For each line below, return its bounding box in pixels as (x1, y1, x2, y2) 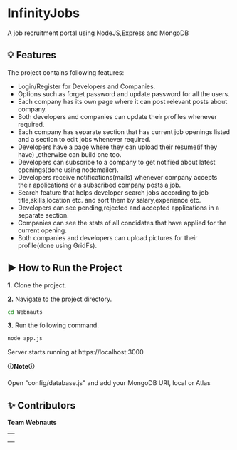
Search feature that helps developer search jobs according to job (17, 188, 209, 197)
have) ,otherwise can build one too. (17, 150, 122, 158)
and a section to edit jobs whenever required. (17, 135, 151, 143)
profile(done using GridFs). (17, 241, 98, 250)
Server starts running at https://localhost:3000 (7, 348, 144, 357)
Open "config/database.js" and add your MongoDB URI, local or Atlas (7, 379, 211, 387)
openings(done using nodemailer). (17, 165, 119, 174)
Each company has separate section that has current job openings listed (17, 127, 230, 136)
